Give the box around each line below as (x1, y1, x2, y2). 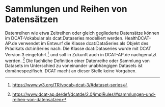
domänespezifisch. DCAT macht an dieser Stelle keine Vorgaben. (5, 68, 137, 74)
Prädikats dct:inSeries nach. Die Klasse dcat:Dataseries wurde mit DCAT (5, 45, 151, 51)
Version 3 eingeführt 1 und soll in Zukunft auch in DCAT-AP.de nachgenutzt (5, 50, 157, 57)
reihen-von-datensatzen (12, 97, 62, 103)
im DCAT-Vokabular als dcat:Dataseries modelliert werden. (5, 35, 124, 41)
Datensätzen (5, 14, 58, 25)
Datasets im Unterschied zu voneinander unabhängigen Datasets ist (5, 63, 143, 69)
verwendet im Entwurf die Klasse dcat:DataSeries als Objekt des (18, 40, 149, 46)
